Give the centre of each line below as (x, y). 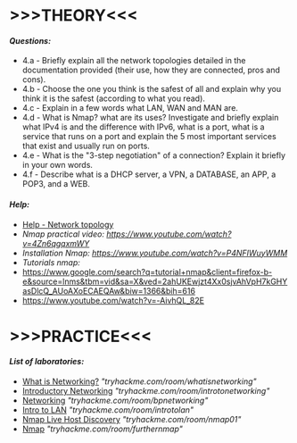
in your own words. (58, 165)
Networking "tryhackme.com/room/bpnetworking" (115, 400)
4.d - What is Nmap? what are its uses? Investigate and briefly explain (150, 118)
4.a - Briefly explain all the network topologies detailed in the (134, 61)
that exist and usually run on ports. (86, 146)
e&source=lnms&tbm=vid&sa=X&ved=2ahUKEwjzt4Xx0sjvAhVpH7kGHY (155, 281)
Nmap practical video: (63, 234)
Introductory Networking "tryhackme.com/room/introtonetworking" (146, 390)
